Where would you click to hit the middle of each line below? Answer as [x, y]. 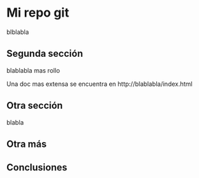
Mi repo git [38, 13]
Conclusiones [37, 168]
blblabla [18, 32]
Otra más [27, 144]
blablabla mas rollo [33, 70]
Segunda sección [45, 54]
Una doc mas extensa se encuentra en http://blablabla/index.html [99, 84]
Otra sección [35, 106]
